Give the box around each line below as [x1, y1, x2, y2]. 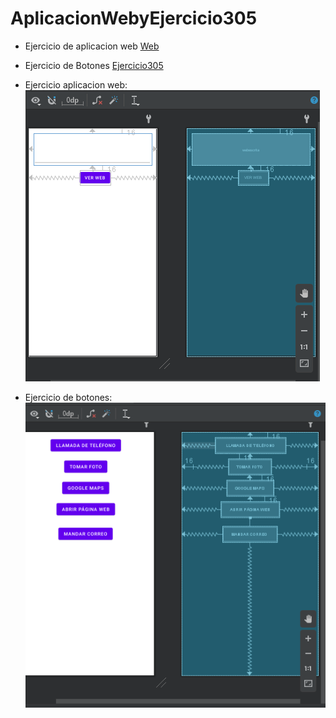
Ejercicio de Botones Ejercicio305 [24, 59, 164, 71]
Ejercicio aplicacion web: [24, 78, 128, 91]
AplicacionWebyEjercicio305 [10, 7, 258, 30]
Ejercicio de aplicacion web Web [24, 40, 160, 52]
